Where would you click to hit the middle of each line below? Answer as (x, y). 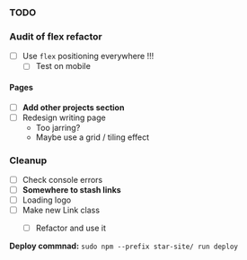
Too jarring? (58, 127)
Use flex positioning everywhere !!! (88, 56)
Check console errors (62, 179)
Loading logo (47, 200)
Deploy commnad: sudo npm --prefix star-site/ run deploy (124, 246)
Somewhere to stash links (71, 190)
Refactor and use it (71, 228)
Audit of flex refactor (56, 36)
